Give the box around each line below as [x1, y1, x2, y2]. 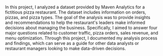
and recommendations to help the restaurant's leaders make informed [5, 19, 145, 25]
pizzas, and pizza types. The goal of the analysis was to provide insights [5, 15, 151, 20]
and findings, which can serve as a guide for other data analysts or [5, 40, 139, 46]
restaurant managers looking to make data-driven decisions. [5, 46, 127, 51]
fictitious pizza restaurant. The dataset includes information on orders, [5, 9, 146, 15]
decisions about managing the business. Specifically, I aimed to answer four [5, 25, 158, 31]
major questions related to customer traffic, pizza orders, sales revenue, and [5, 30, 159, 36]
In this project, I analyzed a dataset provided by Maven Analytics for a [5, 4, 145, 10]
